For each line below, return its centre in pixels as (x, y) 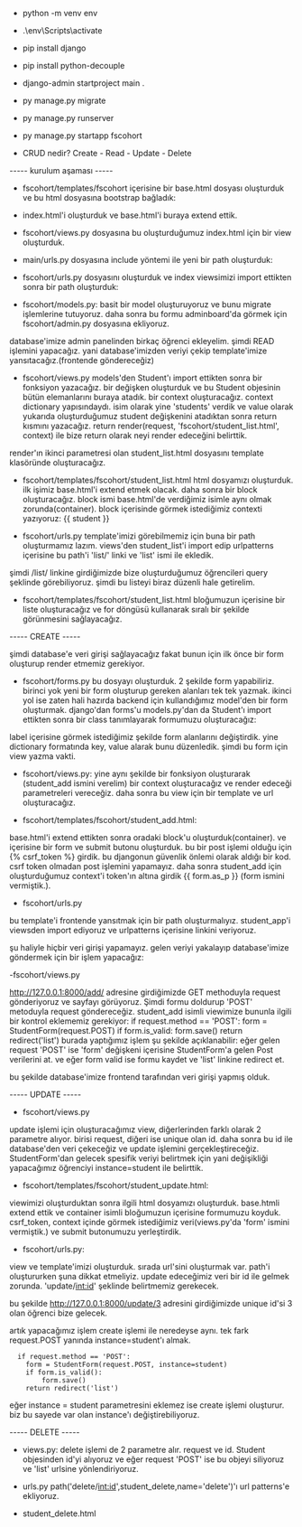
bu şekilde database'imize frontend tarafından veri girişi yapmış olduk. (140, 1077)
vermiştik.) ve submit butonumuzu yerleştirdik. (96, 1232)
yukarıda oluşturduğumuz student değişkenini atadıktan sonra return (150, 416)
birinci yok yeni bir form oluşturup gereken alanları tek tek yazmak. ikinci (157, 691)
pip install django (54, 48)
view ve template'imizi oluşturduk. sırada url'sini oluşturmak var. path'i (140, 1267)
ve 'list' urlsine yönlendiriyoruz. (81, 1469)
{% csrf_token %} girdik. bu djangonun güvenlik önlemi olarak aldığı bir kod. (150, 857)
